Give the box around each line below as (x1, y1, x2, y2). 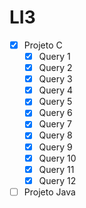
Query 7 (38, 118, 72, 130)
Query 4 (38, 84, 74, 96)
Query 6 (38, 107, 73, 119)
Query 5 (38, 96, 73, 108)
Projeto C (23, 39, 63, 51)
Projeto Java (23, 186, 76, 198)
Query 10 (38, 152, 77, 164)
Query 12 (38, 174, 77, 186)
